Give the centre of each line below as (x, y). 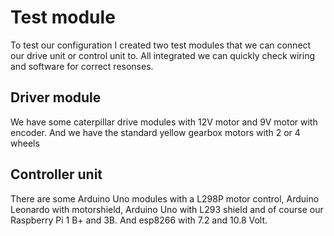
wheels (25, 143)
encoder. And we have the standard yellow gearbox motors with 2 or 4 (155, 132)
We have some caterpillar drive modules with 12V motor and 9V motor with (164, 122)
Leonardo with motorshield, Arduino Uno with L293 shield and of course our (167, 209)
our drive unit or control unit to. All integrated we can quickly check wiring (163, 55)
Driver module (56, 97)
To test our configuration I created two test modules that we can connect (161, 45)
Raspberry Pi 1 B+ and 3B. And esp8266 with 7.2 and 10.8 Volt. (139, 220)
